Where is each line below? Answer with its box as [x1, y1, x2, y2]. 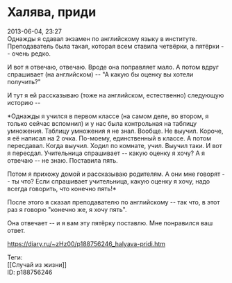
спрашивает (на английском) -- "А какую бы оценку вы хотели [7, 70, 194, 79]
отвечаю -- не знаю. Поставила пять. [7, 156, 118, 164]
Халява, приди [7, 4, 97, 20]
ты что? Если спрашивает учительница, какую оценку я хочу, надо [11, 177, 210, 185]
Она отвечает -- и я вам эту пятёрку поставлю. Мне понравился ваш [7, 218, 213, 227]
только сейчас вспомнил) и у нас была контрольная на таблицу [7, 119, 197, 127]
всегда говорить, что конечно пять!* [7, 184, 117, 193]
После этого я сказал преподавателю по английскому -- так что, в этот [7, 197, 220, 206]
